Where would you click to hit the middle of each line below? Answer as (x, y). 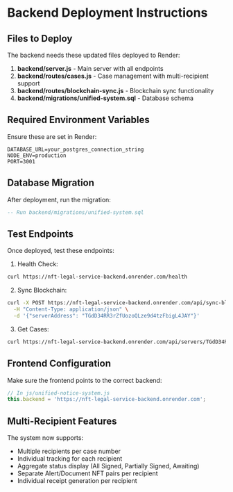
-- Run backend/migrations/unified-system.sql (76, 212)
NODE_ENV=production (37, 155)
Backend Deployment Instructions (107, 13)
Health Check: (38, 264)
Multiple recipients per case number (69, 451)
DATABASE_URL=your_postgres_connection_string (76, 149)
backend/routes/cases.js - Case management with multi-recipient (113, 76)
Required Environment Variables (79, 120)
